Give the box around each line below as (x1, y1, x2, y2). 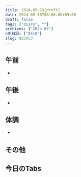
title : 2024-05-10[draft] (5, 7, 60, 13)
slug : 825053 (5, 36, 33, 41)
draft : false (5, 17, 33, 22)
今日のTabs (5, 164, 42, 173)
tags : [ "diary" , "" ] (5, 21, 49, 27)
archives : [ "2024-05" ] (5, 26, 53, 32)
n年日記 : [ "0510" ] (5, 31, 42, 36)
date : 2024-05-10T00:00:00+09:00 (5, 12, 76, 17)
